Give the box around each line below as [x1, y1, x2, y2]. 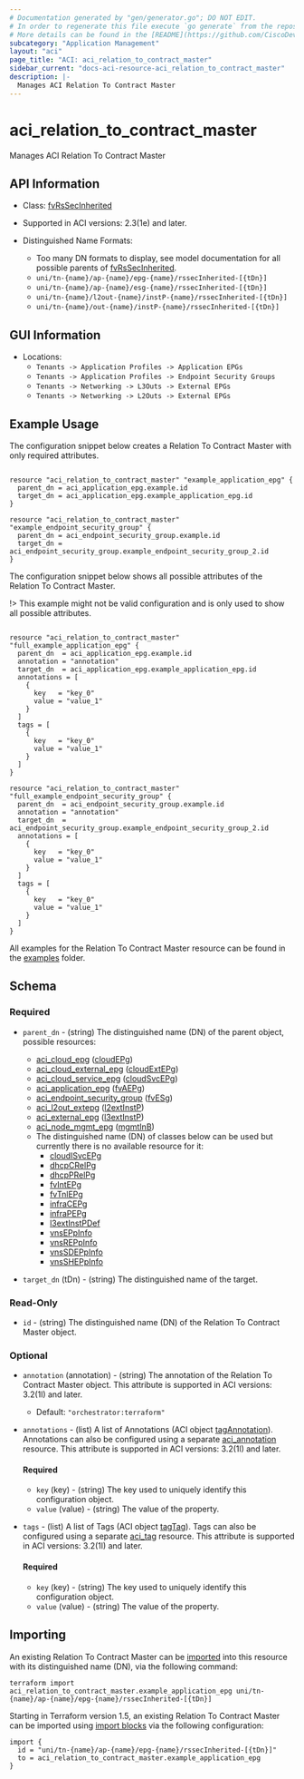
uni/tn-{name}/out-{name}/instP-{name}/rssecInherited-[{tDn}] [35, 303, 280, 312]
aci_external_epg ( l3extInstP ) [35, 1111, 145, 1122]
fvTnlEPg [49, 1188, 83, 1199]
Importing [9, 1627, 66, 1643]
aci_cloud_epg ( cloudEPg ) [35, 1053, 134, 1064]
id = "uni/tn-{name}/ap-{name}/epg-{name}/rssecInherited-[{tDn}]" [17, 1745, 278, 1755]
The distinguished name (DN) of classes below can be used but [35, 1130, 273, 1141]
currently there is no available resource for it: [35, 1140, 204, 1151]
